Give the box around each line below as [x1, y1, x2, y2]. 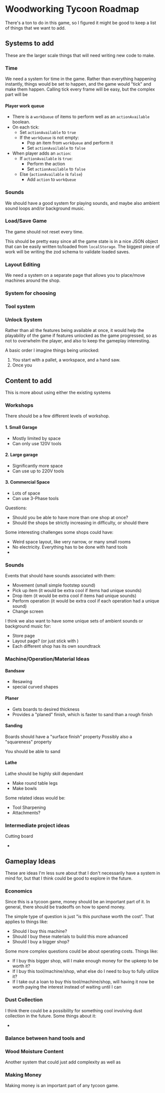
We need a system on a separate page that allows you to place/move [5, 272, 145, 278]
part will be [5, 92, 28, 98]
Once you [12, 362, 33, 368]
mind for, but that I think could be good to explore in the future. [5, 875, 133, 881]
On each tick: [12, 124, 39, 130]
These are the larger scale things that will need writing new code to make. [5, 52, 155, 58]
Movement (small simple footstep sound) [12, 582, 96, 588]
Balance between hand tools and [5, 1034, 85, 1041]
